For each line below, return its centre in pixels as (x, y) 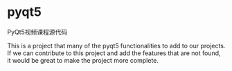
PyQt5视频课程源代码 (37, 32)
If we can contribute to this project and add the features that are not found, (114, 53)
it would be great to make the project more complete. (83, 60)
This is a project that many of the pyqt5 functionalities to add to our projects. (116, 45)
